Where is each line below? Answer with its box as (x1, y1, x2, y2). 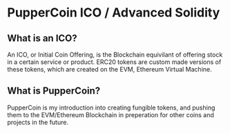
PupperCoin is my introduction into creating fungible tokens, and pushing (7, 103, 215, 112)
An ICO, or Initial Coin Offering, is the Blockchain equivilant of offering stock (7, 50, 223, 59)
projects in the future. (7, 118, 69, 126)
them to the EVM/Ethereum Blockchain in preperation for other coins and (7, 110, 214, 119)
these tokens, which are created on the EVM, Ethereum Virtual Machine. (7, 65, 212, 73)
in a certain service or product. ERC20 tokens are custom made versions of (7, 58, 222, 66)
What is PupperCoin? (7, 85, 101, 97)
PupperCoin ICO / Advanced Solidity (7, 5, 220, 21)
